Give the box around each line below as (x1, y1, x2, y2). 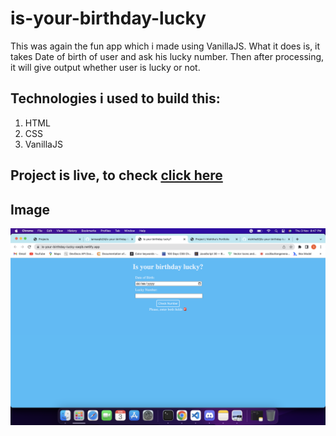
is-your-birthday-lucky (10, 7, 207, 30)
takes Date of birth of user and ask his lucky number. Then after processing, (10, 50, 325, 62)
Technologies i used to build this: (10, 90, 221, 107)
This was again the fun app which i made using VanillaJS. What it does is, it (10, 40, 321, 52)
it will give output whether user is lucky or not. (10, 61, 201, 73)
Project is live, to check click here (10, 167, 223, 184)
